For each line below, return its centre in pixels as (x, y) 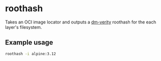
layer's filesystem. (24, 27)
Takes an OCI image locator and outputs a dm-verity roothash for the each (81, 22)
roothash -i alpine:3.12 (31, 54)
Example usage (29, 43)
